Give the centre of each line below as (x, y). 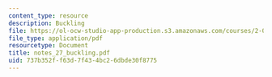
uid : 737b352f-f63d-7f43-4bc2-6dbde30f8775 (83, 61)
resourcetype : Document (49, 46)
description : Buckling (47, 23)
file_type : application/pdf (56, 38)
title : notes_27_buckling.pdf (59, 53)
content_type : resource (49, 16)
